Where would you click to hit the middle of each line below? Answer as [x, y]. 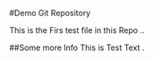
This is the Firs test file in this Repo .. [77, 30]
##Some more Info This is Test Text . [77, 47]
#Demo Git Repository [50, 13]
